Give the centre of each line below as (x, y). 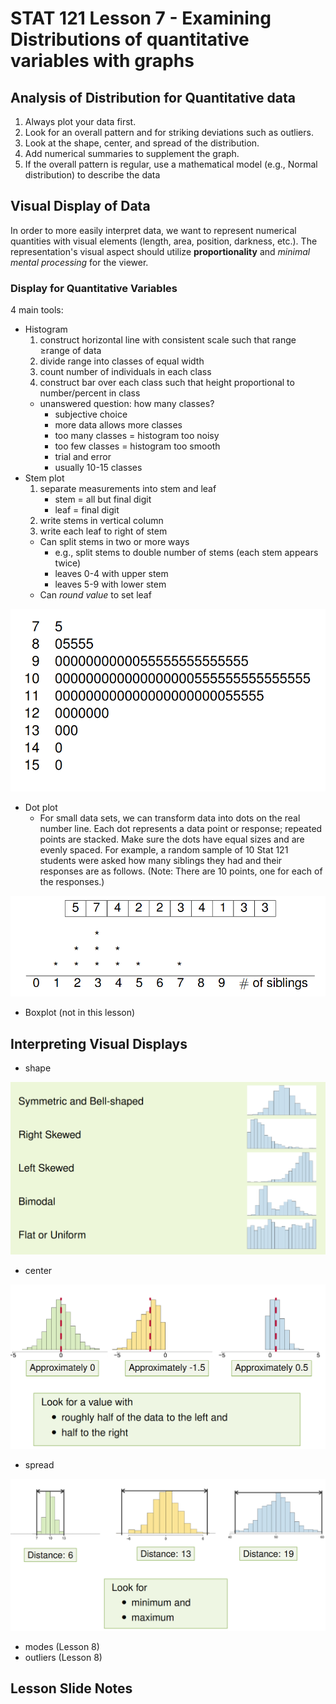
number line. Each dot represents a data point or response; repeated (181, 828)
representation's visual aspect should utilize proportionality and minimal (160, 251)
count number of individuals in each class (125, 372)
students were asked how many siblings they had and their (161, 860)
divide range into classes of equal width (122, 361)
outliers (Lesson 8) (63, 1657)
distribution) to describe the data (92, 175)
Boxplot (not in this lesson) (80, 1013)
